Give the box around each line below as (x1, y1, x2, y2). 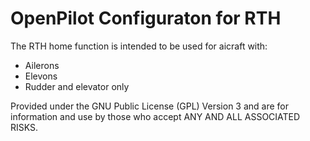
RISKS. (10, 121, 39, 133)
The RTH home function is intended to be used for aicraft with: (10, 40, 268, 52)
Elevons (24, 70, 58, 82)
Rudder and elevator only (24, 80, 130, 92)
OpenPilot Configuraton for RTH (10, 7, 282, 30)
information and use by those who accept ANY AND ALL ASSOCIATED (10, 110, 301, 122)
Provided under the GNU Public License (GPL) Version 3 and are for (10, 100, 290, 112)
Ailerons (24, 59, 60, 71)
